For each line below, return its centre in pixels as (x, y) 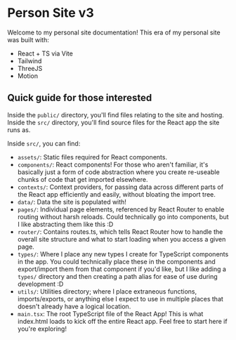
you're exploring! (42, 329)
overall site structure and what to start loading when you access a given (122, 239)
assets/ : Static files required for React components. (92, 157)
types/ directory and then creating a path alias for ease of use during (117, 276)
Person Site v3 (51, 13)
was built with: (28, 39)
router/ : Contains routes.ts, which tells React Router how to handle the (120, 231)
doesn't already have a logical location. (74, 306)
